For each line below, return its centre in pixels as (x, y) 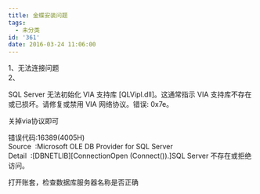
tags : (17, 23)
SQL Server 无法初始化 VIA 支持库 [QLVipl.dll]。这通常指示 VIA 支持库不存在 (130, 94)
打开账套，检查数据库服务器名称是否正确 (73, 182)
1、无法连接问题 (34, 68)
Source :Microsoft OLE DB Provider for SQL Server (91, 147)
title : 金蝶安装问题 (38, 15)
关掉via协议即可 (34, 121)
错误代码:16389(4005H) (47, 137)
